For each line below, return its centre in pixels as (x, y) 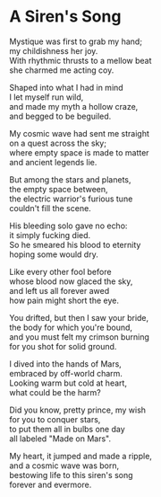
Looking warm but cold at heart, (68, 383)
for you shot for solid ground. (63, 346)
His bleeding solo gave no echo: (68, 226)
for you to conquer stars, (55, 419)
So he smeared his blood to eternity (75, 244)
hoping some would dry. (54, 254)
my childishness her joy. (54, 50)
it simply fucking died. (50, 235)
